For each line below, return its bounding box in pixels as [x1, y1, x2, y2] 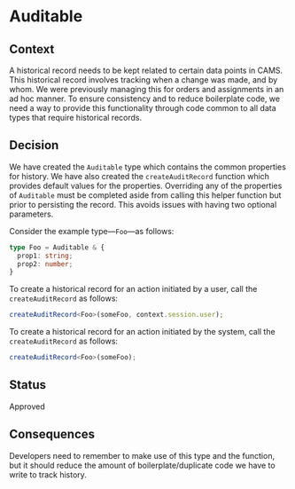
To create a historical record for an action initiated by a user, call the [9, 284, 258, 295]
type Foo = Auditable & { [9, 242, 105, 252]
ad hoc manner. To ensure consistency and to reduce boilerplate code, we [9, 93, 281, 104]
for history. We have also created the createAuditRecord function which [9, 170, 270, 181]
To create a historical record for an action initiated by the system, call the [9, 327, 276, 337]
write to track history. [9, 469, 87, 480]
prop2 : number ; [17, 259, 74, 268]
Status [9, 377, 47, 392]
